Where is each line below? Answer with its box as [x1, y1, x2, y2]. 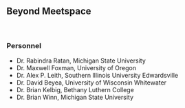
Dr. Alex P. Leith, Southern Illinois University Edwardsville [16, 72, 179, 80]
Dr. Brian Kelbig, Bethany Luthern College [16, 86, 135, 94]
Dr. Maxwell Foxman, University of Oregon [16, 64, 137, 72]
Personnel [6, 41, 42, 50]
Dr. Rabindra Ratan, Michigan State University [16, 56, 146, 65]
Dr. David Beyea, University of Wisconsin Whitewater [16, 78, 166, 87]
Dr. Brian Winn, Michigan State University [16, 93, 133, 102]
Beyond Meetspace [6, 6, 91, 17]
